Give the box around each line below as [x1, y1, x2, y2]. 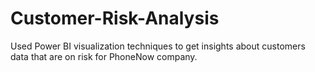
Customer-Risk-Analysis [10, 7, 220, 30]
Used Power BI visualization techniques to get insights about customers [10, 40, 306, 52]
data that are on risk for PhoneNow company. [10, 50, 198, 62]
